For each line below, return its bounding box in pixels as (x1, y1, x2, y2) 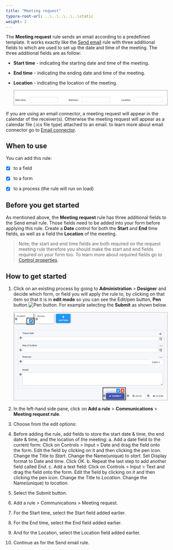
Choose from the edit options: (13, 421, 77, 427)
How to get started (6, 272, 67, 280)
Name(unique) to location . (13, 480, 69, 486)
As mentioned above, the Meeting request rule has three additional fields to (6, 214, 166, 220)
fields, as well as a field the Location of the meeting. (6, 231, 117, 237)
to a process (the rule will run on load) (13, 186, 94, 192)
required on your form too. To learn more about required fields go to (18, 252, 162, 258)
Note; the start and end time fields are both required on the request (18, 241, 161, 247)
